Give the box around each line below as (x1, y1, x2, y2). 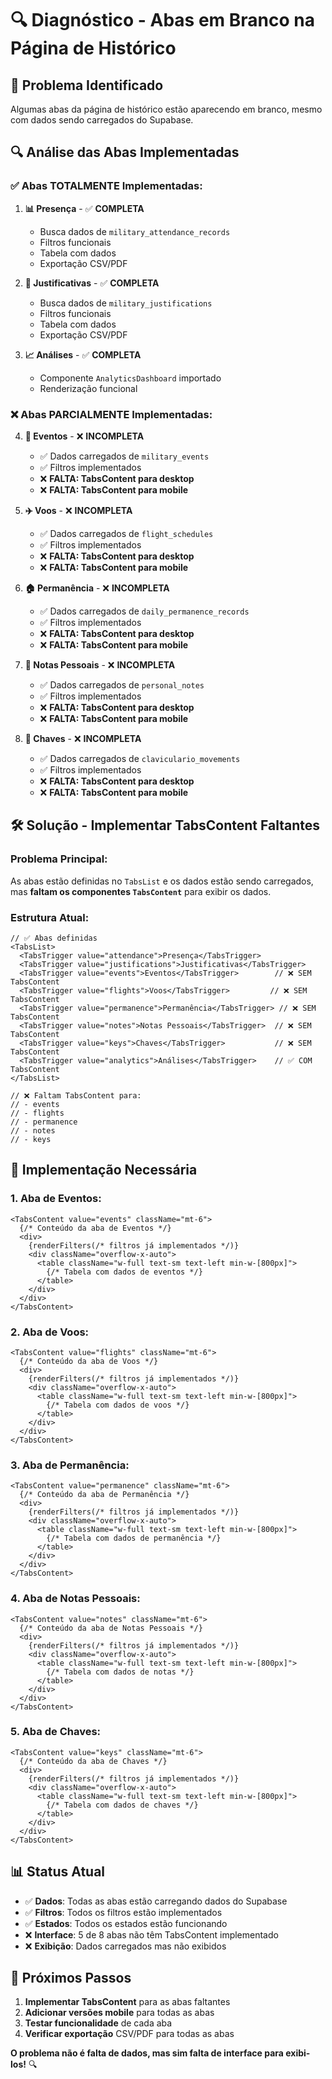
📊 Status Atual (10, 1863, 106, 1881)
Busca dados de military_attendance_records (39, 225, 231, 237)
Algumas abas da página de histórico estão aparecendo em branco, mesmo (10, 103, 323, 115)
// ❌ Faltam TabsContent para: (10, 1090, 142, 1101)
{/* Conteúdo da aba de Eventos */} (19, 1223, 172, 1233)
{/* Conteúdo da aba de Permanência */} (19, 1490, 190, 1500)
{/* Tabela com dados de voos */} (46, 1400, 190, 1410)
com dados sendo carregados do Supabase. (10, 114, 194, 126)
